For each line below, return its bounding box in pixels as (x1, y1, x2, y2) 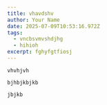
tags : (7, 29, 23, 36)
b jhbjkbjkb (7, 79, 39, 86)
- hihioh (13, 42, 39, 49)
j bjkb (7, 91, 23, 98)
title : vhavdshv (7, 10, 54, 17)
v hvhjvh (7, 67, 30, 74)
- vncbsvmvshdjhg (13, 36, 64, 43)
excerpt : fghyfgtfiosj (7, 49, 72, 56)
